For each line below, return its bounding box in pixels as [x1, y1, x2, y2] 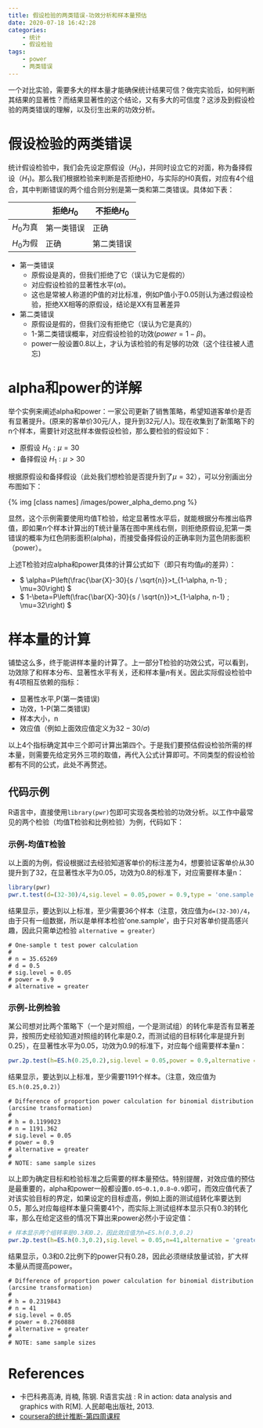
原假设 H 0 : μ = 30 [19, 443, 80, 454]
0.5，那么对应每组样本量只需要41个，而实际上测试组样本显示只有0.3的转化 [8, 1203, 248, 1213]
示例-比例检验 [8, 1003, 60, 1013]
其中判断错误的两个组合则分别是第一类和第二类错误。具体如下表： [21, 185, 235, 195]
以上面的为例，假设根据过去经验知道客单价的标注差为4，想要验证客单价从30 [8, 858, 254, 867]
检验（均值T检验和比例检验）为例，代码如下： [34, 817, 185, 827]
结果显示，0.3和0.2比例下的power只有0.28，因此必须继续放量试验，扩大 [8, 1251, 242, 1261]
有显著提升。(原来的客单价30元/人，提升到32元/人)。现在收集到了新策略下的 [8, 416, 254, 425]
